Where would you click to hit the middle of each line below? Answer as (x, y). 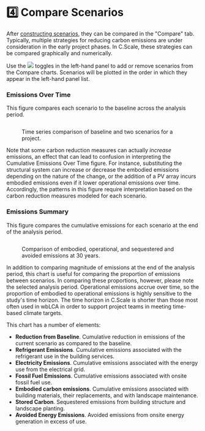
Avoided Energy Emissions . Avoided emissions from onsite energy (100, 414)
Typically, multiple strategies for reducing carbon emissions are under (95, 40)
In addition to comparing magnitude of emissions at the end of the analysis (101, 267)
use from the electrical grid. (50, 369)
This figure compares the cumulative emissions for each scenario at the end (102, 225)
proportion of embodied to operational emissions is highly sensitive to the (99, 293)
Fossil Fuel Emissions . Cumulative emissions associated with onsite (101, 376)
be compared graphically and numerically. (59, 53)
